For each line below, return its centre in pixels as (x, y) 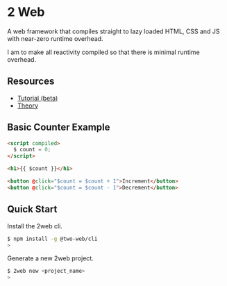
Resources (31, 82)
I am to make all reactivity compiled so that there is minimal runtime (103, 52)
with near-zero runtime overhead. (55, 38)
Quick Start (32, 209)
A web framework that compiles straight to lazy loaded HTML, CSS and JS (113, 31)
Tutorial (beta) (37, 98)
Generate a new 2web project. (50, 258)
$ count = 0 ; (32, 150)
